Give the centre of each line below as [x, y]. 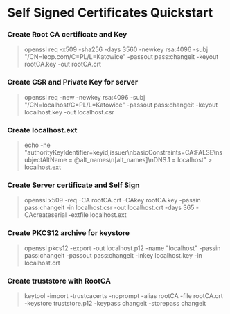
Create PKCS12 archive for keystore [69, 233]
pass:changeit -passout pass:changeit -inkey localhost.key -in [113, 255]
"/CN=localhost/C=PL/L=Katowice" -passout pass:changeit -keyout [121, 105]
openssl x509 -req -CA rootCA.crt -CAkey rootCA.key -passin [112, 200]
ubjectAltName [45, 160]
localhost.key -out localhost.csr [69, 112]
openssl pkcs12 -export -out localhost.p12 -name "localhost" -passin [122, 248]
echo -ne [37, 145]
